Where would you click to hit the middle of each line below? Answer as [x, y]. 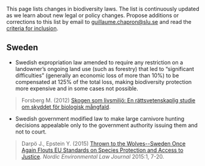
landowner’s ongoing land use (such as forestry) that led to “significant [105, 69]
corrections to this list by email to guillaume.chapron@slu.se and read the [99, 22]
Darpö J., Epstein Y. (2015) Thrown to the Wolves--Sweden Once [103, 143]
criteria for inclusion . [32, 28]
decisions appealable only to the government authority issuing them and [106, 125]
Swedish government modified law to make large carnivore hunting [100, 118]
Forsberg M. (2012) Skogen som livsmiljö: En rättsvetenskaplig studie [108, 100]
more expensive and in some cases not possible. [77, 88]
